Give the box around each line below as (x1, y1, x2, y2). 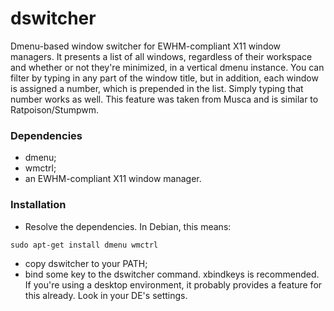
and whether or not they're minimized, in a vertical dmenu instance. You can (10, 61, 325, 73)
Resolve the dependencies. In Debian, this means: (24, 220, 232, 232)
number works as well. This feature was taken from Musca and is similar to (10, 93, 319, 105)
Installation (10, 198, 67, 212)
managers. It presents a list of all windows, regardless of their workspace (10, 50, 313, 62)
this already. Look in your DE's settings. (24, 289, 188, 301)
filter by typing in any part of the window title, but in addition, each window (10, 72, 319, 84)
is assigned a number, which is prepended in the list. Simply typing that (10, 82, 304, 94)
